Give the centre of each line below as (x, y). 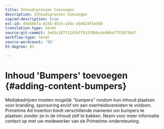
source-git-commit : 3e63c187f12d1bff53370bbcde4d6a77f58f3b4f (71, 33)
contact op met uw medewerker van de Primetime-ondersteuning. (73, 121)
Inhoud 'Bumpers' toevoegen (66, 75)
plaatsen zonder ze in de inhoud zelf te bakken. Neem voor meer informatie (82, 116)
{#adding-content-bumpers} (66, 86)
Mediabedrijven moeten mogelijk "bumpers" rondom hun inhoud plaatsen (80, 100)
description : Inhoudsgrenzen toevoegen (46, 14)
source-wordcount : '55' (30, 42)
